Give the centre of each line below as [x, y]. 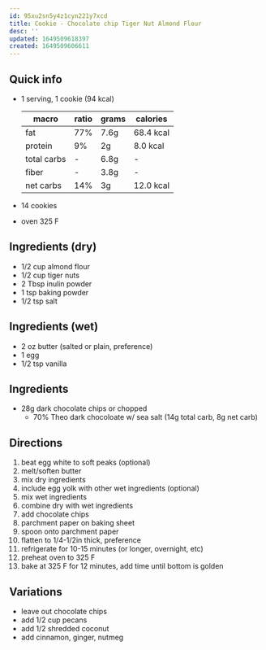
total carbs [45, 159]
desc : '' [24, 31]
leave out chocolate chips [64, 611]
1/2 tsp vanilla [44, 364]
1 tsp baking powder [55, 292]
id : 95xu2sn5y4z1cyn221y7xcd [58, 16]
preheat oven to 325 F [58, 557]
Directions [36, 443]
